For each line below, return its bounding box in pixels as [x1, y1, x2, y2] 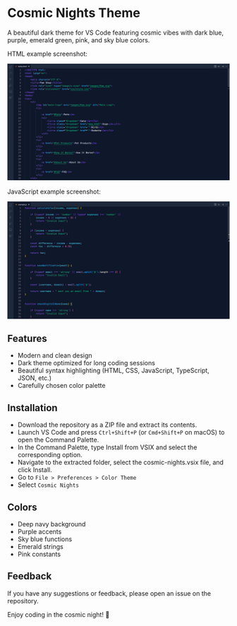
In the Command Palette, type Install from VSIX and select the [17, 443, 197, 451]
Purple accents [17, 527, 62, 536]
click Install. [17, 466, 52, 474]
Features [7, 332, 47, 344]
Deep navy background [17, 519, 86, 528]
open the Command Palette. [17, 436, 99, 444]
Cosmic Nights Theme [7, 5, 141, 21]
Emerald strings [17, 542, 63, 550]
